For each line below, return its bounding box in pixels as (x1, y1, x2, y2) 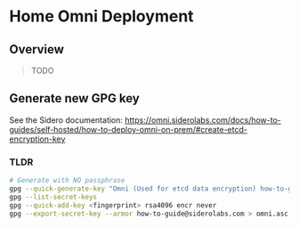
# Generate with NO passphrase (9, 176, 125, 185)
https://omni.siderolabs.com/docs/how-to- (124, 114, 282, 126)
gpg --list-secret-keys (9, 192, 98, 201)
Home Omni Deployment (9, 6, 194, 27)
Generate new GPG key (9, 91, 140, 106)
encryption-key (9, 134, 66, 144)
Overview (9, 42, 65, 57)
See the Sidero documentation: (9, 114, 123, 126)
